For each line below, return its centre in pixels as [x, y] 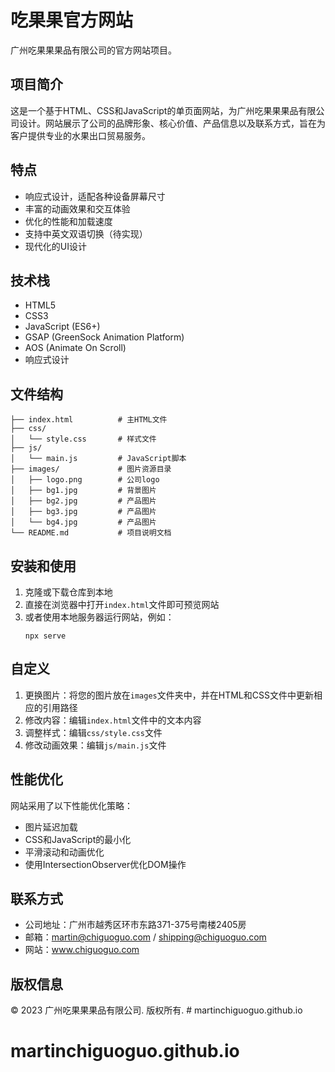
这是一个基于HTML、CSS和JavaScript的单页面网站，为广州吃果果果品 [154, 110]
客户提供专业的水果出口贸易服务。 [80, 135]
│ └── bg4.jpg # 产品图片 [83, 522]
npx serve [45, 636]
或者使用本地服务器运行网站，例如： [99, 617]
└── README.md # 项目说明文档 [91, 533]
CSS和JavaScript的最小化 [78, 839]
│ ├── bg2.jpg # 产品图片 [83, 501]
